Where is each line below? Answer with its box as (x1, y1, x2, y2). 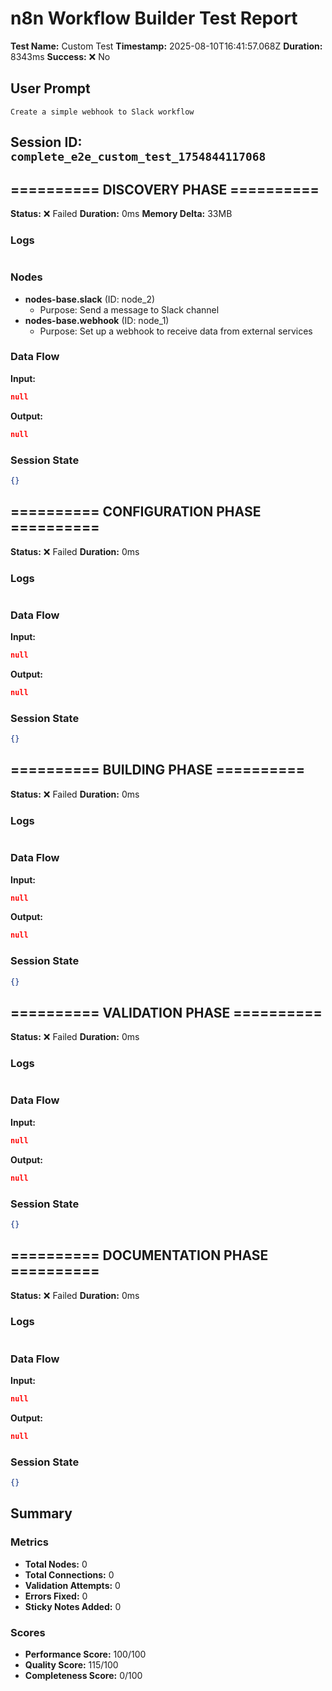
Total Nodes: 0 (24, 1558, 88, 1570)
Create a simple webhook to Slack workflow (10, 107, 195, 117)
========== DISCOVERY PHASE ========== (10, 181, 320, 198)
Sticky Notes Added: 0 (24, 1600, 122, 1612)
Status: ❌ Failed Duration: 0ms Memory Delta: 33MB (10, 207, 233, 219)
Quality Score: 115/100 (24, 1659, 119, 1671)
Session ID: (10, 134, 83, 151)
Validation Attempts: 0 (24, 1579, 121, 1591)
